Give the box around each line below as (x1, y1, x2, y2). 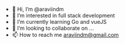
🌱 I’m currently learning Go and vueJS (11, 18, 107, 25)
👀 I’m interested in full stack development (11, 12, 115, 19)
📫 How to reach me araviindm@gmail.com (11, 32, 119, 38)
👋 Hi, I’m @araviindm (11, 6, 65, 12)
